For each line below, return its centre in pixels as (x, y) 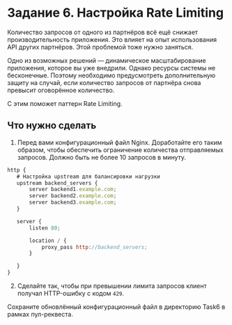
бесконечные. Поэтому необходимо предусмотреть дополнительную (111, 75)
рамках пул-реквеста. (40, 314)
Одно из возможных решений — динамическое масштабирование (107, 60)
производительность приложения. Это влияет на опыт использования (112, 39)
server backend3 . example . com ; (73, 203)
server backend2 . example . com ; (73, 196)
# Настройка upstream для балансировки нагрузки (88, 176)
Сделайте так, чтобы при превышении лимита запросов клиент (112, 286)
